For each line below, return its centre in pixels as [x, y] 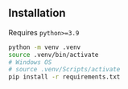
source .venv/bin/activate [54, 55]
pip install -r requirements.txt [64, 77]
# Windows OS [30, 62]
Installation [37, 13]
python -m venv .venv [45, 47]
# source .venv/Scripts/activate [64, 70]
